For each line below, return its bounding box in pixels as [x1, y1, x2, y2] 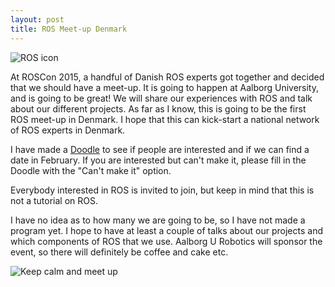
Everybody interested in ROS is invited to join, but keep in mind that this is [10, 184, 315, 196]
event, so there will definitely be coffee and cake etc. [10, 246, 229, 258]
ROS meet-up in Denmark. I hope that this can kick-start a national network [10, 113, 320, 125]
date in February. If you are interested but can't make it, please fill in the [10, 154, 307, 166]
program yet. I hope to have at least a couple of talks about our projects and [10, 224, 324, 236]
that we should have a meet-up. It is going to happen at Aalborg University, [10, 81, 320, 93]
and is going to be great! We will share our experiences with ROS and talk [10, 92, 313, 104]
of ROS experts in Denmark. [10, 124, 126, 136]
